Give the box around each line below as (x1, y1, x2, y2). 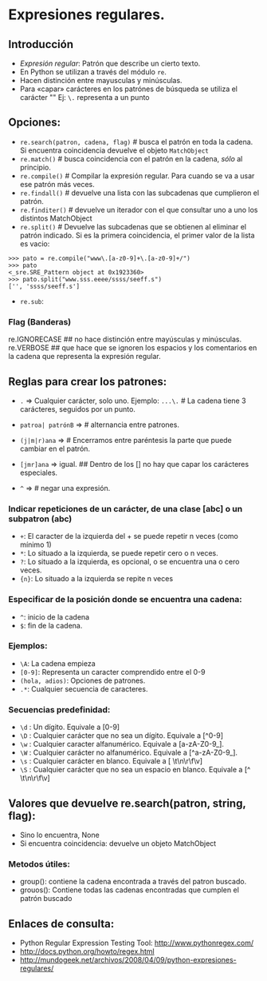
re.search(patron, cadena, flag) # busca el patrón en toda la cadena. (19, 137, 253, 146)
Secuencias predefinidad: (8, 704, 111, 715)
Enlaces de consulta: (8, 917, 115, 931)
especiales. (19, 468, 58, 477)
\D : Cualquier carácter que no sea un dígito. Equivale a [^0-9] (19, 731, 223, 740)
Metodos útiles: (8, 858, 70, 869)
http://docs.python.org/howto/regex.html (19, 947, 155, 956)
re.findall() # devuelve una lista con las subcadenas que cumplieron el (19, 188, 260, 197)
